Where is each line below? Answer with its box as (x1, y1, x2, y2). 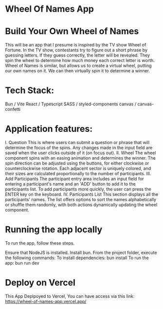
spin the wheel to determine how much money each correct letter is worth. (5, 58, 155, 63)
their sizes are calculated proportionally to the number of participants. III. (5, 171, 151, 176)
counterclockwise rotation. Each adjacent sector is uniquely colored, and (5, 165, 151, 171)
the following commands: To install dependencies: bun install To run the (5, 255, 149, 261)
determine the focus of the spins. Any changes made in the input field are (5, 145, 153, 150)
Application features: (5, 124, 93, 135)
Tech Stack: (5, 85, 54, 96)
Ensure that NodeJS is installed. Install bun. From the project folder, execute (5, 249, 157, 255)
